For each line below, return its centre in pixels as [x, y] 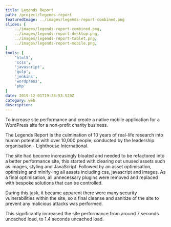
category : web [20, 100]
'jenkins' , [26, 77]
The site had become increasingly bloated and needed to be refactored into [85, 156]
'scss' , [23, 62]
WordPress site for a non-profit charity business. [57, 125]
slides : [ [16, 24]
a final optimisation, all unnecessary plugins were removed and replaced [82, 177]
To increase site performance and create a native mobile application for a [83, 120]
